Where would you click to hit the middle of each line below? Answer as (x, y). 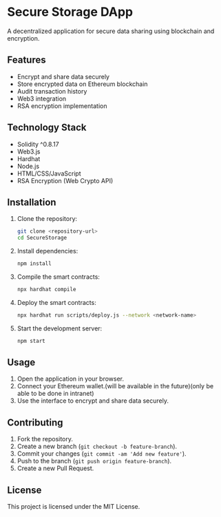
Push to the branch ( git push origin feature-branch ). (94, 461)
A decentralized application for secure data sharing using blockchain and (111, 31)
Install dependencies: (48, 251)
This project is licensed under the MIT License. (74, 507)
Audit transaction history (52, 91)
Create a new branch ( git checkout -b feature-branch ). (97, 446)
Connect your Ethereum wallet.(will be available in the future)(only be (115, 386)
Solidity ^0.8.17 (38, 144)
